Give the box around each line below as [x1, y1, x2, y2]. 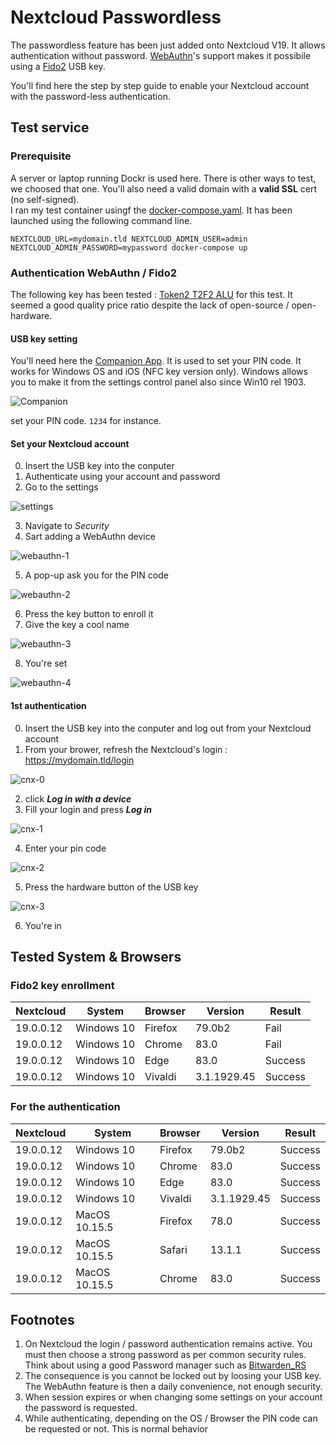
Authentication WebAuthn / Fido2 [10, 266, 178, 280]
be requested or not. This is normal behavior [24, 1423, 208, 1435]
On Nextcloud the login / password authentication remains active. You [24, 1338, 313, 1350]
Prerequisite [10, 149, 72, 163]
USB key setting [10, 332, 78, 345]
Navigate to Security [24, 520, 110, 532]
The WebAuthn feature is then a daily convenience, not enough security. [24, 1381, 323, 1393]
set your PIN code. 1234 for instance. [10, 415, 162, 427]
